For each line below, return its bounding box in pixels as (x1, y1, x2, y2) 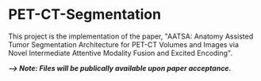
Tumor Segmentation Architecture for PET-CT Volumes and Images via (8, 39, 240, 49)
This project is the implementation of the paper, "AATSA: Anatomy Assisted (8, 31, 254, 41)
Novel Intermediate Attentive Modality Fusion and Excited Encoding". (8, 48, 232, 57)
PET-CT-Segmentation (8, 6, 161, 24)
